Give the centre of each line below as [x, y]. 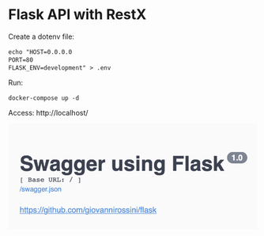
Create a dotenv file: [41, 36]
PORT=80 [21, 60]
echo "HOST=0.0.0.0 [40, 52]
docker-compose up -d [44, 98]
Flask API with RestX [77, 15]
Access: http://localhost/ [48, 112]
